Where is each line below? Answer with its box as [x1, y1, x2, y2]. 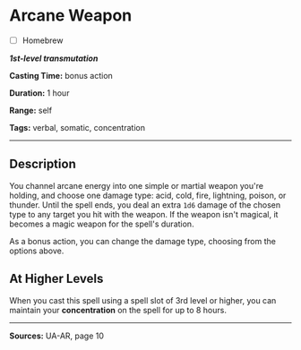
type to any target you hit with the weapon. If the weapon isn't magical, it [9, 209, 279, 219]
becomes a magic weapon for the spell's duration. [9, 218, 194, 229]
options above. [9, 245, 64, 256]
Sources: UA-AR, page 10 [9, 330, 105, 341]
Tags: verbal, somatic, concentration [9, 123, 146, 132]
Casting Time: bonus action [9, 71, 114, 81]
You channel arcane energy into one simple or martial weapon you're [9, 180, 264, 191]
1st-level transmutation [9, 53, 99, 64]
